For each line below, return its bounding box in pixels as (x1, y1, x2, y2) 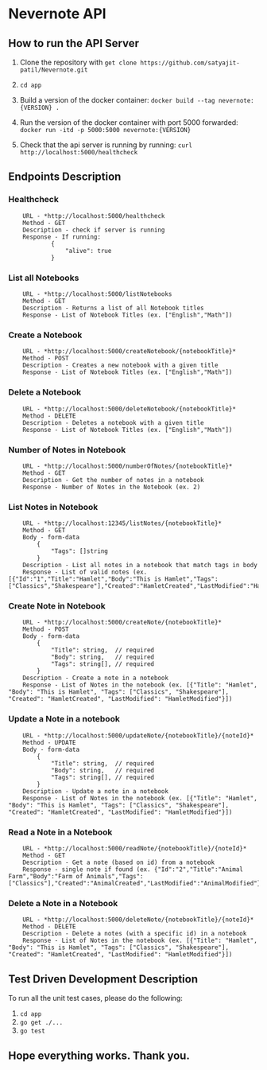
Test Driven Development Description (8, 972, 199, 986)
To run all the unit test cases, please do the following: (8, 994, 183, 1003)
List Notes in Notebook (8, 501, 99, 512)
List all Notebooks (8, 272, 79, 283)
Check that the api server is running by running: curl (19, 140, 193, 150)
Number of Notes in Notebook (8, 444, 126, 455)
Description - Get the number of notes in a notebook (22, 476, 204, 484)
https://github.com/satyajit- (140, 59, 240, 67)
